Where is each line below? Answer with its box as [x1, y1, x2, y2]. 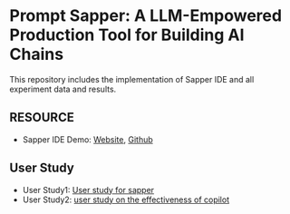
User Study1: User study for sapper [22, 184, 155, 195]
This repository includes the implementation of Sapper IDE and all [9, 73, 255, 84]
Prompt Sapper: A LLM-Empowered [9, 5, 283, 26]
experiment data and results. [9, 83, 117, 94]
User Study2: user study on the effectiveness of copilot [22, 194, 229, 205]
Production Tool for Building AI [9, 24, 245, 45]
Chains [9, 44, 64, 64]
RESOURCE [9, 110, 74, 125]
